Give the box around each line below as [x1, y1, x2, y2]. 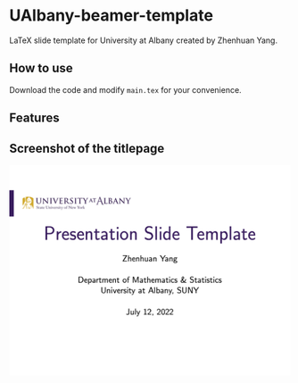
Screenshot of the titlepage [9, 140, 165, 156]
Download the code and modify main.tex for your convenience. [9, 84, 243, 95]
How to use [9, 61, 73, 76]
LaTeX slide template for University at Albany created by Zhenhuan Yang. [9, 35, 278, 46]
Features [9, 111, 60, 126]
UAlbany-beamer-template [9, 5, 214, 26]
